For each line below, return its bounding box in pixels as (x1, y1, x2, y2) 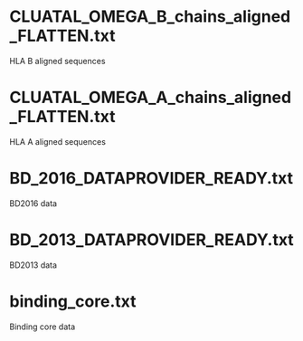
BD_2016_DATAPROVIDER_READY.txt (9, 168, 294, 189)
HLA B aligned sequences (9, 55, 106, 66)
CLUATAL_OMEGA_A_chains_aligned (9, 88, 292, 108)
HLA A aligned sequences (9, 136, 107, 147)
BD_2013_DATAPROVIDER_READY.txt (9, 230, 294, 250)
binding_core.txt (9, 291, 137, 311)
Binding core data (9, 321, 76, 332)
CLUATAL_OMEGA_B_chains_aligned (9, 6, 291, 27)
